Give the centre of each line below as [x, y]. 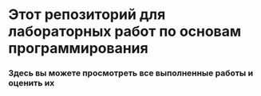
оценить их [32, 83]
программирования [79, 48]
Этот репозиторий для [87, 15]
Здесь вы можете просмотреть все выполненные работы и [131, 73]
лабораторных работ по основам [125, 31]
